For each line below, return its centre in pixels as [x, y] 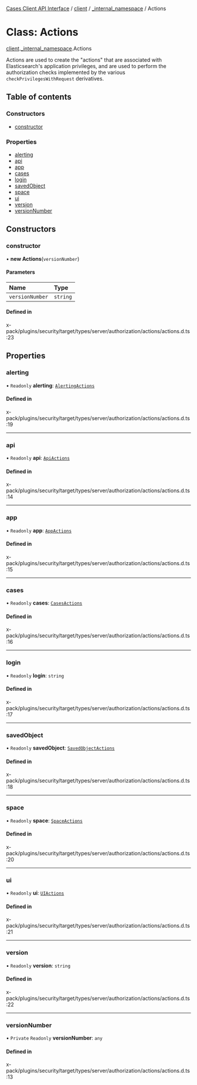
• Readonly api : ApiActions [38, 458]
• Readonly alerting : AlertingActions [50, 385]
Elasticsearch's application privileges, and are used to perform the [86, 66]
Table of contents [39, 97]
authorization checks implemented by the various [66, 72]
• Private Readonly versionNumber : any [54, 1038]
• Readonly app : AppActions [39, 530]
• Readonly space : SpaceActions [45, 820]
